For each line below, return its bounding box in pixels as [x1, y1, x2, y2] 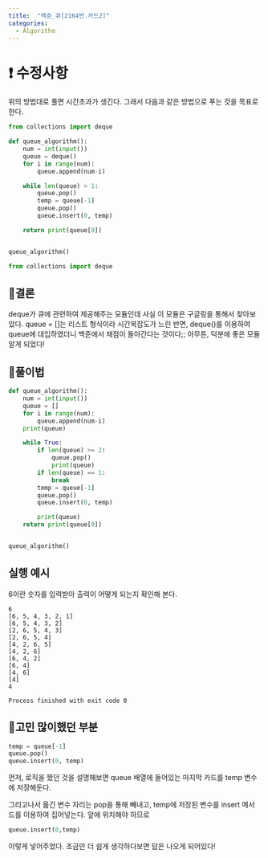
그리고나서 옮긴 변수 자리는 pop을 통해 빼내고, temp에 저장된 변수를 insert [8, 800, 241, 810]
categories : [8, 19, 48, 27]
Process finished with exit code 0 [8, 697, 128, 705]
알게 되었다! [8, 339, 46, 349]
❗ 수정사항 [8, 63, 68, 82]
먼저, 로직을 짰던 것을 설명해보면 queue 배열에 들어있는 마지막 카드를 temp [8, 773, 243, 782]
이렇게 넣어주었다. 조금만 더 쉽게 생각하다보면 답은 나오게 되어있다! [8, 841, 217, 852]
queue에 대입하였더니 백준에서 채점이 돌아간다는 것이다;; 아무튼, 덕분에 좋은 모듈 [8, 329, 261, 339]
